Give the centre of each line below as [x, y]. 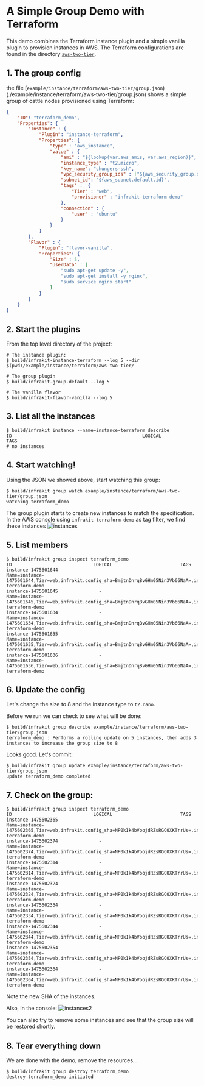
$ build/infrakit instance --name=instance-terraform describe [88, 430]
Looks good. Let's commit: [39, 754]
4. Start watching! [41, 465]
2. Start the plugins [43, 329]
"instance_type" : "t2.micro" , [100, 163]
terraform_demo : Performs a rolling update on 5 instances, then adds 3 [102, 738]
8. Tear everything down [54, 1045]
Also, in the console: [32, 1008]
